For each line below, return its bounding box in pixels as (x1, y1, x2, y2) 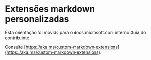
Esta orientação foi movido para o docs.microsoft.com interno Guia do (5, 30, 146, 35)
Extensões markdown (5, 3, 95, 15)
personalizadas (5, 14, 69, 25)
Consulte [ (5, 44, 26, 50)
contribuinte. (5, 35, 31, 41)
